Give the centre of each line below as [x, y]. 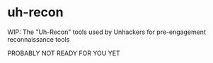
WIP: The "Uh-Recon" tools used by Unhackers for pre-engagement [107, 32]
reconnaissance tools [39, 39]
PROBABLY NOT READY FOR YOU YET [64, 53]
